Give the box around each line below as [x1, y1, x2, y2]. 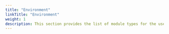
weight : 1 [5, 16, 26, 21]
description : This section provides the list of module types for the [5, 21, 156, 26]
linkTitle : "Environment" [5, 12, 59, 17]
